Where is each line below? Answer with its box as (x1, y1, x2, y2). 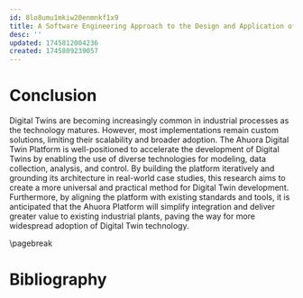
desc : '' (9, 30, 42, 39)
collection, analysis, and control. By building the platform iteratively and (9, 163, 275, 174)
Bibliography (9, 269, 107, 290)
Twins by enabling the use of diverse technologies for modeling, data (9, 154, 266, 165)
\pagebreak (9, 238, 52, 248)
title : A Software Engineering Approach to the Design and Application (9, 22, 284, 31)
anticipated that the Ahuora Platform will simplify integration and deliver (9, 202, 276, 212)
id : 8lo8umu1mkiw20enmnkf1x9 (9, 13, 119, 23)
